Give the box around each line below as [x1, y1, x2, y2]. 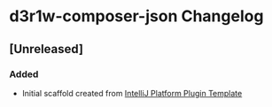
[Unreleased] [9, 42, 84, 57]
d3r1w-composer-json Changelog [9, 6, 264, 27]
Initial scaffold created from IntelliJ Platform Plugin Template [21, 88, 243, 98]
